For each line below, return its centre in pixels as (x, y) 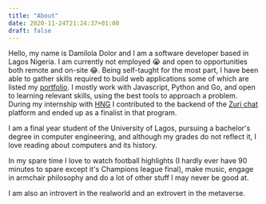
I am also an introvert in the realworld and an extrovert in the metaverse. (127, 194)
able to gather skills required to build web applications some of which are (129, 79)
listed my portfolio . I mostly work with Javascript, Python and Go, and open (132, 87)
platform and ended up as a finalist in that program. (93, 113)
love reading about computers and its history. (83, 146)
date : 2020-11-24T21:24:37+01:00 (64, 23)
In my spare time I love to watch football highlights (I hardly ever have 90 (128, 161)
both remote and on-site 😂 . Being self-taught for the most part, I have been (133, 70)
